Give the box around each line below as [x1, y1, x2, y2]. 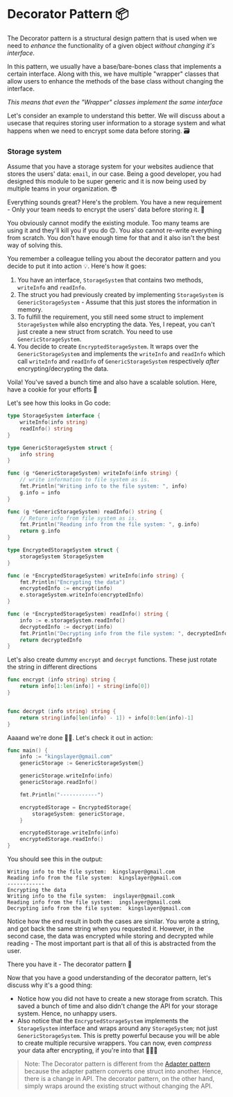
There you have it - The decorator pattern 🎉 [7, 960, 132, 968]
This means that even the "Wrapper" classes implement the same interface [7, 97, 223, 106]
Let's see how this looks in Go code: [7, 399, 111, 408]
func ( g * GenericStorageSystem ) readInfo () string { [7, 508, 163, 515]
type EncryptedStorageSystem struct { [7, 547, 119, 554]
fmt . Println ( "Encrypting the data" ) [19, 579, 126, 586]
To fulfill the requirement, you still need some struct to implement [17, 313, 204, 321]
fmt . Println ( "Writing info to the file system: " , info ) [19, 483, 188, 490]
